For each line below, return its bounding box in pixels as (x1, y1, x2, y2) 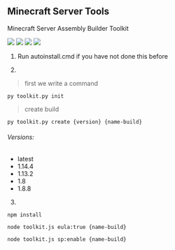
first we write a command (24, 79, 99, 87)
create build (24, 105, 59, 113)
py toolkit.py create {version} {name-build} (7, 118, 142, 125)
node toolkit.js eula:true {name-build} (7, 223, 127, 231)
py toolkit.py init (7, 92, 64, 100)
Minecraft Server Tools (7, 6, 110, 17)
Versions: (7, 133, 35, 142)
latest (17, 155, 34, 163)
